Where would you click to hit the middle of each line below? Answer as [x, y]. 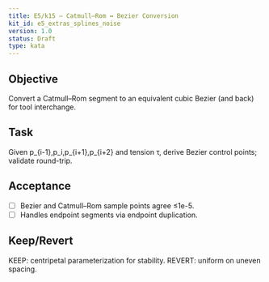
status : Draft [32, 38]
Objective [34, 79]
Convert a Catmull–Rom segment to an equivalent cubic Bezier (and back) [131, 98]
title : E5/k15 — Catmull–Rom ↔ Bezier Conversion [94, 16]
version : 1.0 [30, 31]
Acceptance [40, 186]
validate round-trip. [40, 160]
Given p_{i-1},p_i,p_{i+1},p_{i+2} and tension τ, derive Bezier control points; [132, 152]
